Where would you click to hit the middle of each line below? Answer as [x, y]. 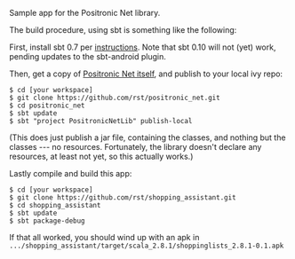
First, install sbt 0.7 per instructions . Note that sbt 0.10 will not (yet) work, [143, 47]
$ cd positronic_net [48, 106]
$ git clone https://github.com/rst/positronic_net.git [115, 98]
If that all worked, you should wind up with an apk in [104, 237]
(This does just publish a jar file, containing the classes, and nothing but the [147, 137]
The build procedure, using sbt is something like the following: [123, 30]
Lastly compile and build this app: [71, 173]
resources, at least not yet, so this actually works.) [101, 156]
